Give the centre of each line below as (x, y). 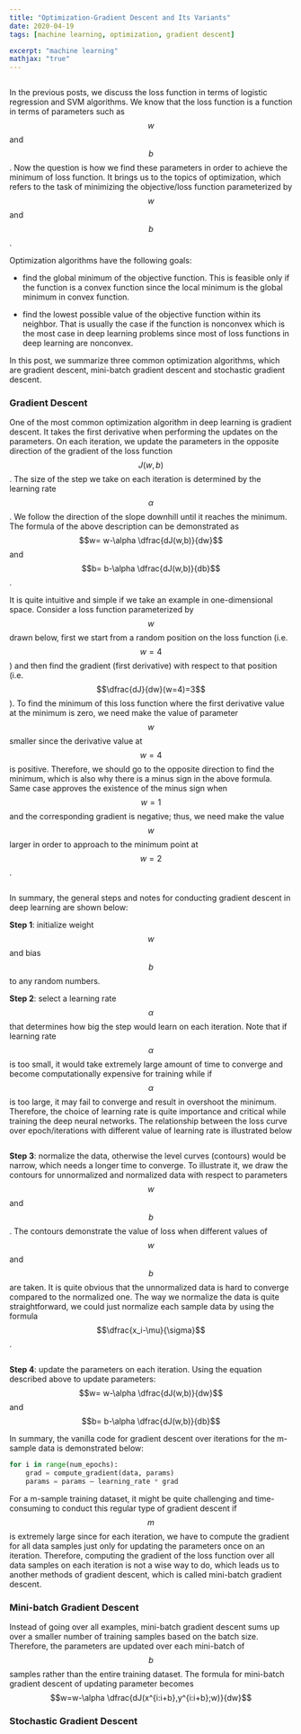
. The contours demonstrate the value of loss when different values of (138, 1231)
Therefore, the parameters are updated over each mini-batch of (127, 1646)
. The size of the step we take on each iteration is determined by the (135, 479)
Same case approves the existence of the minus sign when (118, 789)
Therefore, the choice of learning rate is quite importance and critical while (148, 1112)
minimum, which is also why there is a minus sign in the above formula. (141, 779)
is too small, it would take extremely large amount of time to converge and (146, 1064)
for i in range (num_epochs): (64, 1465)
